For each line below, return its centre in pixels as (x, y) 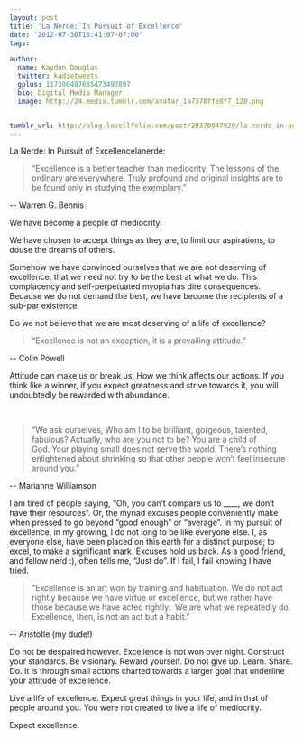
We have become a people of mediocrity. (86, 223)
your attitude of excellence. (60, 681)
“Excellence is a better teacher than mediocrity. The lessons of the (155, 169)
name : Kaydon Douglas (58, 68)
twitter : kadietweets (58, 76)
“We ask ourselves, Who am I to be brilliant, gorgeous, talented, (150, 430)
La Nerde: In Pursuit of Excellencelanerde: (87, 151)
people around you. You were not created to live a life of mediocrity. (135, 708)
